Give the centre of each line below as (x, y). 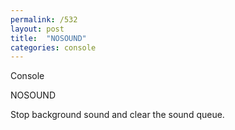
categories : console (53, 47)
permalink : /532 (44, 19)
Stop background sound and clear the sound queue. (117, 115)
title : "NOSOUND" (48, 38)
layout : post (37, 29)
